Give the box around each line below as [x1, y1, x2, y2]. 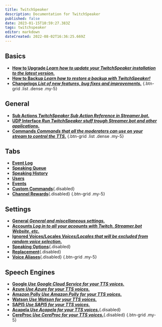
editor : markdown [5, 30, 40, 34]
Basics [5, 52, 26, 61]
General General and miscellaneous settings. [12, 218, 105, 224]
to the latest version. [12, 70, 55, 76]
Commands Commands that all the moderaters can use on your [12, 128, 143, 134]
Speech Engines [5, 268, 55, 277]
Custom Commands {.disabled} [12, 186, 75, 192]
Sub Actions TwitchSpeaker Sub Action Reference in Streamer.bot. [12, 113, 150, 118]
